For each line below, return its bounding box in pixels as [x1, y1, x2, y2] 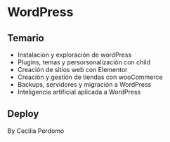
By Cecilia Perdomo [7, 127, 65, 135]
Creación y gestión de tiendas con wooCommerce [17, 73, 163, 81]
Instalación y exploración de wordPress [17, 50, 132, 59]
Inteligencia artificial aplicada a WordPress [17, 88, 141, 96]
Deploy [7, 108, 39, 120]
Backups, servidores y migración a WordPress [17, 80, 152, 88]
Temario [7, 32, 44, 44]
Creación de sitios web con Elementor [17, 66, 128, 73]
